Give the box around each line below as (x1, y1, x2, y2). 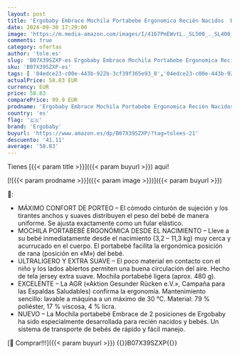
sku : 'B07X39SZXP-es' (7, 63, 72, 71)
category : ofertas (7, 43, 62, 51)
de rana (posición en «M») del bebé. (17, 249, 124, 258)
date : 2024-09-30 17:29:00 (7, 24, 87, 31)
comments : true (7, 37, 53, 44)
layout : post (7, 10, 46, 18)
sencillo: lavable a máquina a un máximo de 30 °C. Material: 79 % (17, 295, 210, 303)
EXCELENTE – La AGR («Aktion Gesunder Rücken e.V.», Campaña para (17, 279, 225, 288)
